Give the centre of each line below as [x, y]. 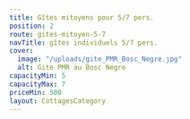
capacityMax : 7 [38, 84]
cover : [22, 51]
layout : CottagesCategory [57, 101]
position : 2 [31, 26]
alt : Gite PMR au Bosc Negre [72, 68]
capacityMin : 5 [38, 76]
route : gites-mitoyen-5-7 [57, 34]
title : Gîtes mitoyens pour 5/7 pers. [82, 17]
